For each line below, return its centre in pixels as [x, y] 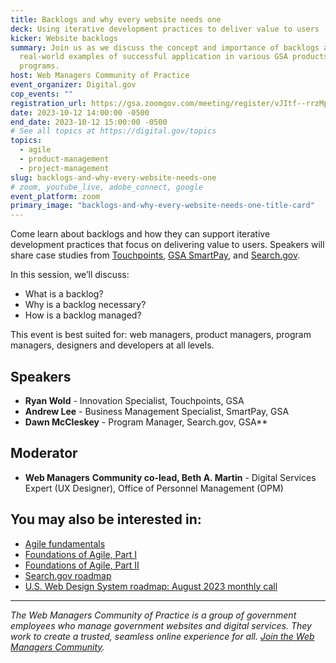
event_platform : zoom [55, 196]
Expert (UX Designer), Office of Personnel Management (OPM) [154, 488]
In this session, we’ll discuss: [70, 275]
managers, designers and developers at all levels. [112, 345]
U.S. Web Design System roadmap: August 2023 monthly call [151, 586]
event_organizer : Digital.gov [73, 85]
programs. [39, 66]
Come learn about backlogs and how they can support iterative [140, 234]
